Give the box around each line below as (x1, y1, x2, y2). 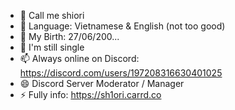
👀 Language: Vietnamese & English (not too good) (19, 20, 226, 32)
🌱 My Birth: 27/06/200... (19, 31, 120, 42)
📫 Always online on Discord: (19, 53, 140, 64)
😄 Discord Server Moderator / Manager (19, 78, 185, 89)
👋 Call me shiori (19, 10, 85, 21)
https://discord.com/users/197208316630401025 (19, 67, 223, 79)
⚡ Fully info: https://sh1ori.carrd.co (19, 89, 162, 100)
